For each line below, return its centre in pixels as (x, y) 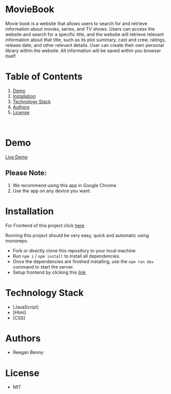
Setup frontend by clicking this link (49, 272)
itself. (11, 56)
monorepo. (17, 241)
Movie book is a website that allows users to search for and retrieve (76, 23)
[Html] (19, 312)
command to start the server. (43, 267)
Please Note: (26, 173)
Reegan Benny (28, 352)
